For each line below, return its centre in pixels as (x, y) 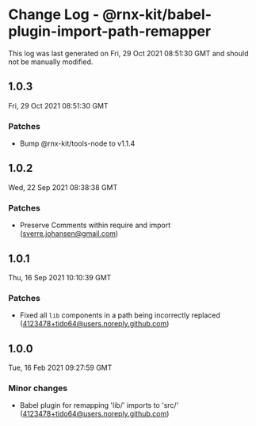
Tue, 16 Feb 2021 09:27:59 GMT (60, 368)
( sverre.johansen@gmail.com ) (69, 234)
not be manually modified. (51, 62)
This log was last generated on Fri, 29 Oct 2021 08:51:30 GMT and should (128, 53)
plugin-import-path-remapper (110, 31)
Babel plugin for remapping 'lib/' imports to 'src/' (99, 405)
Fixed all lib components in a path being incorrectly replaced (120, 315)
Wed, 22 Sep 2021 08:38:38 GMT (63, 187)
